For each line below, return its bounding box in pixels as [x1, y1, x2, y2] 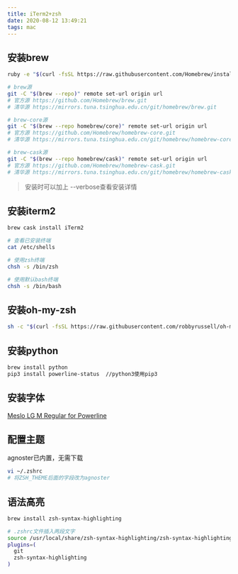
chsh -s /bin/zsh [7, 263, 59, 270]
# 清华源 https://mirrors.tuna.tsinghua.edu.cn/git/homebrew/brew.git [7, 104, 217, 111]
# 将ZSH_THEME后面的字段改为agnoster [7, 475, 110, 482]
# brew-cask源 [7, 149, 48, 156]
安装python [7, 345, 59, 357]
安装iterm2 [7, 205, 56, 217]
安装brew [7, 51, 50, 64]
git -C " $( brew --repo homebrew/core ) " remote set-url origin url [7, 123, 208, 130]
